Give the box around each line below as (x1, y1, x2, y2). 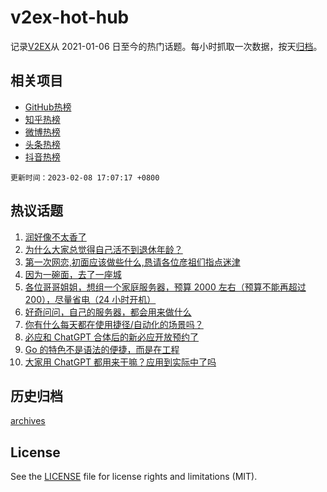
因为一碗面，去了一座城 (24, 268, 122, 280)
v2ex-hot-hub (10, 6, 130, 29)
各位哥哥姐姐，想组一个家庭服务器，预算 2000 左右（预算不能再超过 (24, 281, 307, 293)
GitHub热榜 (24, 101, 72, 113)
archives (10, 415, 46, 427)
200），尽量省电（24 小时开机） (24, 293, 157, 305)
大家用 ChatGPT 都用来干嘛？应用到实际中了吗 (24, 356, 217, 368)
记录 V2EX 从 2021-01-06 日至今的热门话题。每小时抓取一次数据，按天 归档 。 (10, 40, 323, 52)
